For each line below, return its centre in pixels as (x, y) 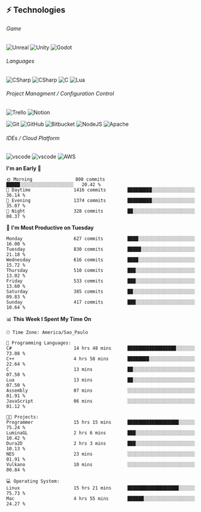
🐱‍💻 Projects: (23, 417)
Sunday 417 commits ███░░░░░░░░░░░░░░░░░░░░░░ (101, 302)
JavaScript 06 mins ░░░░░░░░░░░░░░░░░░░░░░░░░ (101, 401)
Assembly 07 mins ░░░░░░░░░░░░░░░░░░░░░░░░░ (101, 391)
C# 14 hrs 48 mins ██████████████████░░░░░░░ (101, 348)
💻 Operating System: (33, 481)
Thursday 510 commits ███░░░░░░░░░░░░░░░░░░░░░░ (101, 271)
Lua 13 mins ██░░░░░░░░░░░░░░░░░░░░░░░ (101, 380)
